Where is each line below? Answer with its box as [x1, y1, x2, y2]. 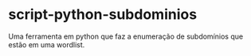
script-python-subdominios [8, 6, 198, 24]
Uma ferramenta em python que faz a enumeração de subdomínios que [8, 32, 244, 41]
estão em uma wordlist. [8, 39, 85, 49]
